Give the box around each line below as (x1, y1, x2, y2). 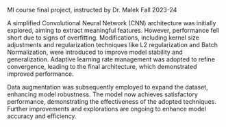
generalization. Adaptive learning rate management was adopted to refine (7, 55, 216, 63)
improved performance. (7, 70, 74, 78)
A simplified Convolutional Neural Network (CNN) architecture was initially (7, 19, 216, 27)
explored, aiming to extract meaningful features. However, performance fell (7, 27, 219, 34)
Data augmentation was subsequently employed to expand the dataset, (7, 83, 208, 91)
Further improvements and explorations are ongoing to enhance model (7, 105, 207, 113)
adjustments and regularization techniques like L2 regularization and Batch (7, 41, 218, 48)
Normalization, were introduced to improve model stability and (7, 48, 183, 56)
